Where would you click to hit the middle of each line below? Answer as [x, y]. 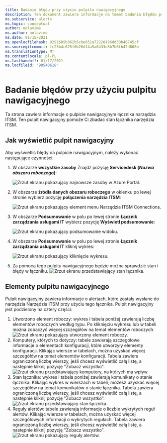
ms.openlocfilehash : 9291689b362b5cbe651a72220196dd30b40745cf [72, 42]
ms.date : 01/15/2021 [27, 38]
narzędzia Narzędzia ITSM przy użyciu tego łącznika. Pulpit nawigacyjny [80, 304]
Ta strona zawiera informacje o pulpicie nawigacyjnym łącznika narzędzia [81, 114]
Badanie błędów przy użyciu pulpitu [81, 90]
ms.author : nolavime [27, 33]
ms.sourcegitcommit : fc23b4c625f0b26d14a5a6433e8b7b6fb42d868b [72, 47]
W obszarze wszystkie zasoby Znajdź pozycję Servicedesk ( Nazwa [83, 167]
